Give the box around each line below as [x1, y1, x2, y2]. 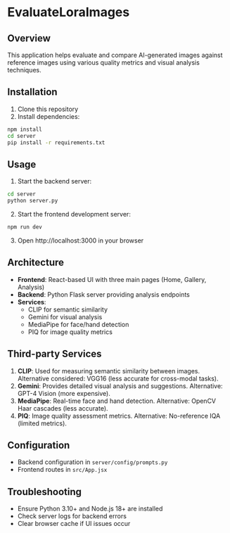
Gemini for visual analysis [27, 312, 103, 321]
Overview [7, 32, 51, 44]
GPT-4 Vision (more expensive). [17, 389, 110, 397]
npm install [7, 126, 42, 133]
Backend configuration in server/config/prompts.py [17, 458, 168, 466]
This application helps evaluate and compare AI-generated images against [7, 51, 223, 59]
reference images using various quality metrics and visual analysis [7, 58, 200, 67]
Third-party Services [7, 348, 102, 360]
